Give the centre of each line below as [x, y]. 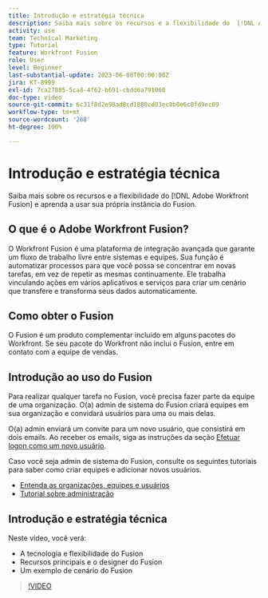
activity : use [32, 30]
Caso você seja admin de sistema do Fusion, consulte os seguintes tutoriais [133, 461]
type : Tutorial [33, 46]
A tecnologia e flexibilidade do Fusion [81, 553]
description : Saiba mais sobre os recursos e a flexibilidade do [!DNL [132, 23]
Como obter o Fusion [61, 316]
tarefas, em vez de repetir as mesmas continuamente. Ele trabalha [117, 274]
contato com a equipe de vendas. [63, 352]
